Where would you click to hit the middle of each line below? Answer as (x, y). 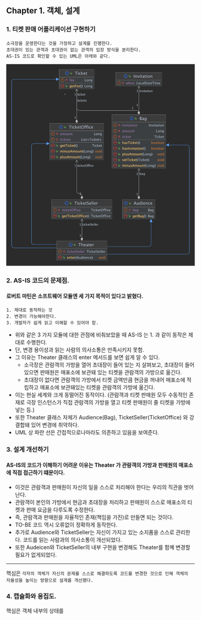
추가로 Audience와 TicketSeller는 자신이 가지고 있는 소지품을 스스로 (95, 532)
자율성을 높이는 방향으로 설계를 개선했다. (50, 580)
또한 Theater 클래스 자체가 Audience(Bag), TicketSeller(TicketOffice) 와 (101, 418)
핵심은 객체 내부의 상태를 (35, 610)
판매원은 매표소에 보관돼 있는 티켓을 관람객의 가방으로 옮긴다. (111, 372)
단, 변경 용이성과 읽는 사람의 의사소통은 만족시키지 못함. (80, 350)
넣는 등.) (25, 410)
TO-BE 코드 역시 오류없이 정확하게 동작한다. (66, 524)
